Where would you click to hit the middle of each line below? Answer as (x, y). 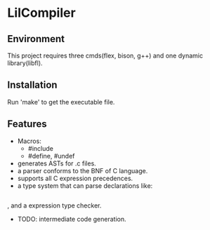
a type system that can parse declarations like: (85, 185)
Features (27, 124)
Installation (32, 85)
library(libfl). (25, 63)
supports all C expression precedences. (75, 178)
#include (41, 148)
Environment (36, 39)
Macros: (29, 141)
